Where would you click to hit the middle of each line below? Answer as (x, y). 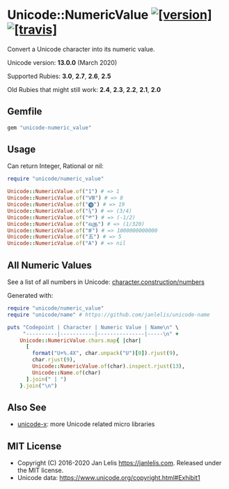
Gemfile (25, 112)
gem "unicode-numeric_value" (49, 128)
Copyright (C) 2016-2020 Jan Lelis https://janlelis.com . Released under (119, 463)
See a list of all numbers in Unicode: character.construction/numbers (106, 282)
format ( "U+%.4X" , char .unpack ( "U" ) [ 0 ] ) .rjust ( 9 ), (105, 353)
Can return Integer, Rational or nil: (56, 166)
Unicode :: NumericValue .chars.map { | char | (80, 340)
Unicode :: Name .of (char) (66, 373)
